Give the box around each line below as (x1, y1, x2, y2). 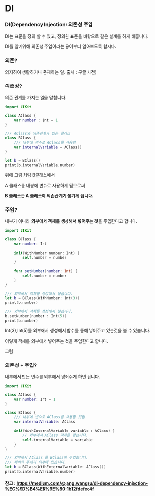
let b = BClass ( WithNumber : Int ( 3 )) (5, 296, 80, 301)
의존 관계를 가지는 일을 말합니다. (5, 95, 67, 101)
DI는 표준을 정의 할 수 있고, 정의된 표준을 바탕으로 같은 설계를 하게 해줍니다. (5, 33, 149, 39)
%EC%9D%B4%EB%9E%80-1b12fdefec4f (5, 486, 94, 492)
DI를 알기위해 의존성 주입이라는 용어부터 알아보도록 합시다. (5, 43, 116, 49)
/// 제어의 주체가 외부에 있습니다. (5, 460, 66, 465)
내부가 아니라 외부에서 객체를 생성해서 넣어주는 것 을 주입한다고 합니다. (5, 218, 138, 224)
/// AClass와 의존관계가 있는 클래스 (5, 131, 71, 136)
